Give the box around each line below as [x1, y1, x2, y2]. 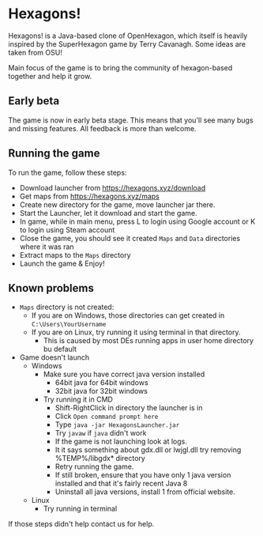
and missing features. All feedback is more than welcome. [8, 123, 197, 133]
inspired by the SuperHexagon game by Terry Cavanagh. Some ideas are [8, 39, 246, 48]
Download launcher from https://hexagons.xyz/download [19, 183, 206, 192]
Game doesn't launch [19, 353, 90, 362]
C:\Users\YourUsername [31, 321, 107, 329]
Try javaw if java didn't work [54, 428, 147, 438]
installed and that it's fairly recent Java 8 [54, 479, 188, 489]
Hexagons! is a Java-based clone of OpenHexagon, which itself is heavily [8, 31, 248, 40]
